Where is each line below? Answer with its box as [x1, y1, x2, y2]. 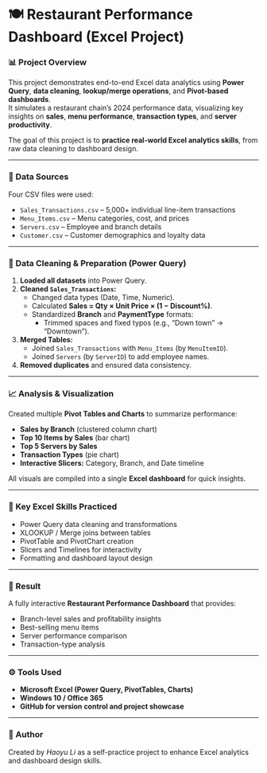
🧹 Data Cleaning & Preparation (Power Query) [8, 257, 187, 268]
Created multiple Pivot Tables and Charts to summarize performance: [8, 409, 238, 419]
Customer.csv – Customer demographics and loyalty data [19, 230, 206, 240]
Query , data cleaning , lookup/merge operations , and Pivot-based [8, 86, 229, 96]
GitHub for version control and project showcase [19, 701, 184, 712]
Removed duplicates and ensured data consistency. [19, 361, 192, 370]
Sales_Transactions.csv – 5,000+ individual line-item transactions [19, 205, 236, 214]
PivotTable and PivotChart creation [19, 536, 133, 545]
